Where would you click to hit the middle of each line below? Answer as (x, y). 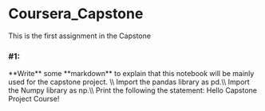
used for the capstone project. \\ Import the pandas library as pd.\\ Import (129, 82)
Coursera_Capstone (76, 14)
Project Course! (34, 99)
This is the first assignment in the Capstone (80, 36)
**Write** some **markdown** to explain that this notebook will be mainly (131, 74)
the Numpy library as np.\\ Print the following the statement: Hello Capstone (133, 90)
